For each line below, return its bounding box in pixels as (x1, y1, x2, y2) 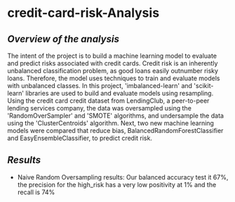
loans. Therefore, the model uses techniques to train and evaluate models (7, 74, 220, 82)
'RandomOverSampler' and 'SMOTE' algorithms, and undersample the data (7, 111, 224, 120)
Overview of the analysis (7, 33, 119, 45)
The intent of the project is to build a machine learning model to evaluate (7, 51, 217, 60)
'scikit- (194, 82, 214, 89)
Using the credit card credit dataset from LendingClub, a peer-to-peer (7, 96, 210, 105)
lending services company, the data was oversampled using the (7, 104, 192, 112)
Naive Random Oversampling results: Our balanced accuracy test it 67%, (17, 172, 229, 181)
